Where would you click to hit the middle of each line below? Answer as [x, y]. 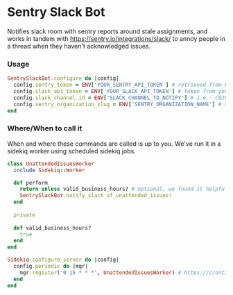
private [25, 215]
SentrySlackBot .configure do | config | [63, 78]
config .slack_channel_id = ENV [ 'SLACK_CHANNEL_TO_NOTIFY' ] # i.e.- [113, 98]
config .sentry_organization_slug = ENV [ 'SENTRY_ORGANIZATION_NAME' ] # [118, 104]
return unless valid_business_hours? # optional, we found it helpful [124, 189]
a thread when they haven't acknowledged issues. [79, 46]
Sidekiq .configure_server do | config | [63, 260]
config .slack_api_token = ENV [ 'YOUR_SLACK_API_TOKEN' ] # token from [114, 91]
